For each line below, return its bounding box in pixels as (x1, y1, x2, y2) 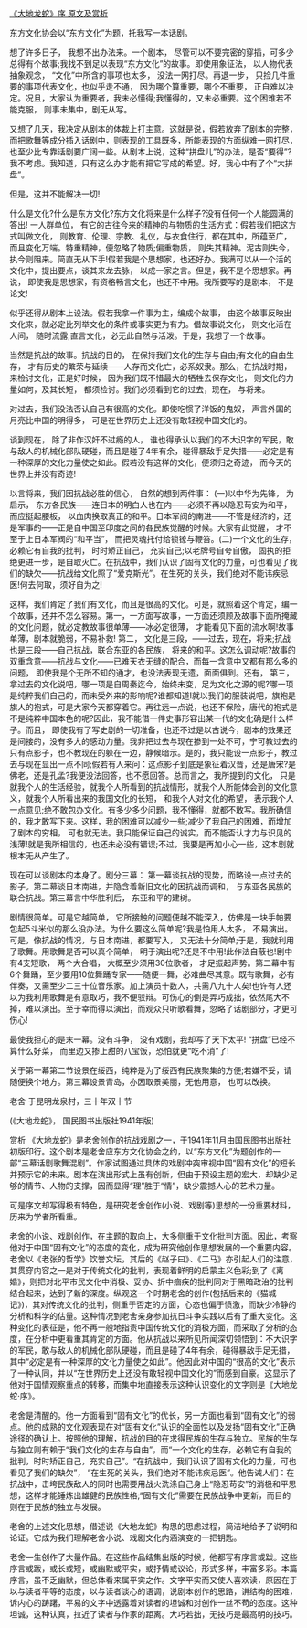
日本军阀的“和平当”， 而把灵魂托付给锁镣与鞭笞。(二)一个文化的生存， (33, 534, 297, 544)
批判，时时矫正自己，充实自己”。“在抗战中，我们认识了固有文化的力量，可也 (9, 1456, 297, 1466)
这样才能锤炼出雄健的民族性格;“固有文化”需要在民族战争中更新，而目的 (25, 1490, 291, 1501)
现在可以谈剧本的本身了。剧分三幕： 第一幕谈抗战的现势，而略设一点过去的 (9, 869, 292, 880)
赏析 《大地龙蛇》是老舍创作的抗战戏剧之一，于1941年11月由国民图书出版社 (9, 1134, 291, 1145)
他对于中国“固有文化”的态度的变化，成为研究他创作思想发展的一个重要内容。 (9, 1242, 297, 1252)
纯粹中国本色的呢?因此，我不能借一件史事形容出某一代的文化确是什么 (25, 713, 286, 724)
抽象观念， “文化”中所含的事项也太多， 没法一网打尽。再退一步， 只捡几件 (9, 69, 288, 80)
